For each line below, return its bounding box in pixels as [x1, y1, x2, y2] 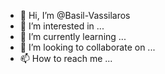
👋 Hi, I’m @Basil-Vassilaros [19, 10, 131, 21]
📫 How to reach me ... [19, 53, 113, 64]
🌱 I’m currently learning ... [19, 31, 127, 42]
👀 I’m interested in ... [19, 20, 105, 32]
